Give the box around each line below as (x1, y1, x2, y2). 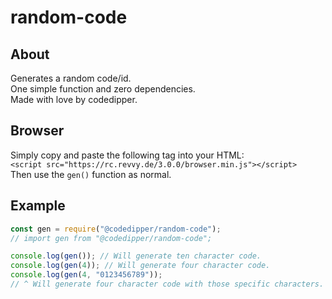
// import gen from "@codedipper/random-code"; (10, 233, 213, 243)
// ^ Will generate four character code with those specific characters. (10, 279, 325, 289)
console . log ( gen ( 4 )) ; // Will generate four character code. (10, 261, 271, 271)
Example (10, 197, 66, 215)
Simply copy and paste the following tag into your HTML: (10, 149, 245, 161)
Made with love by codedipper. (10, 94, 138, 105)
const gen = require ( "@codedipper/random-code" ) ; (10, 224, 222, 234)
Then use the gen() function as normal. (10, 168, 172, 180)
